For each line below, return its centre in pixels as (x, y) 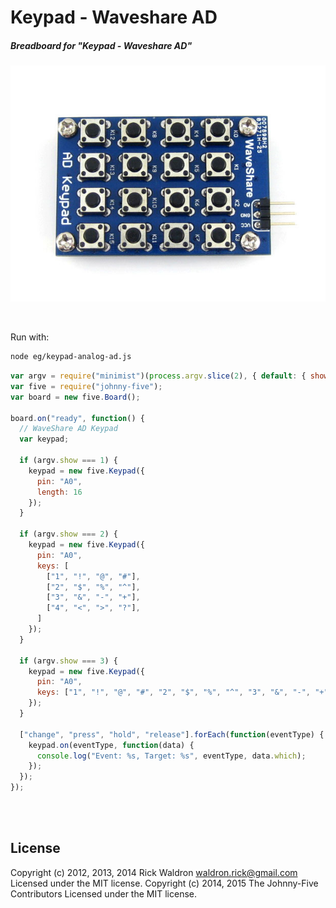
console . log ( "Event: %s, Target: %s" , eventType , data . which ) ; (171, 756)
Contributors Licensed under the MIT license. (103, 893)
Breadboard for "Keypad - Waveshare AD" (101, 45)
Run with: (30, 337)
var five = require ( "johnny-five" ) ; (86, 386)
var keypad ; (44, 439)
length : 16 (59, 492)
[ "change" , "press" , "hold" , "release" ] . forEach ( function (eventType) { (172, 734)
